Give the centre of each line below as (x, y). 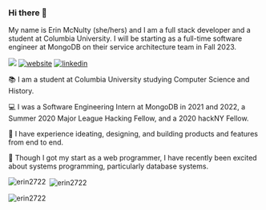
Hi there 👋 (28, 13)
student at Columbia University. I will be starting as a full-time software (125, 38)
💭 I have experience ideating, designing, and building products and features (133, 134)
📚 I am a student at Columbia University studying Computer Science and (129, 80)
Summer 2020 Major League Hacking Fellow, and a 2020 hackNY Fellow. (129, 118)
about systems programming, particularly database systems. (109, 166)
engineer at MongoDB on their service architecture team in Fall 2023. (123, 47)
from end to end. (36, 142)
